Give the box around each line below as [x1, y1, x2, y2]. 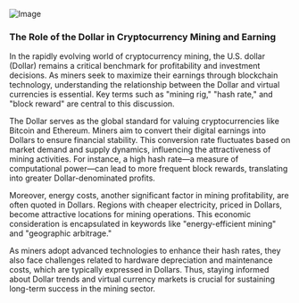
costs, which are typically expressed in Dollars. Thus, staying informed [9, 265, 270, 275]
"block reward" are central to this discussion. [9, 98, 176, 109]
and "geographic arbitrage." [9, 228, 112, 239]
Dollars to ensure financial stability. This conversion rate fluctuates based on [9, 135, 291, 146]
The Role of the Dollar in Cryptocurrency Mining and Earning [9, 30, 277, 43]
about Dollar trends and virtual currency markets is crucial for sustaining [9, 274, 275, 285]
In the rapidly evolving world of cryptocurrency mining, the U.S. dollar [9, 51, 266, 62]
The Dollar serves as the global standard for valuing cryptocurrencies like [9, 116, 279, 127]
